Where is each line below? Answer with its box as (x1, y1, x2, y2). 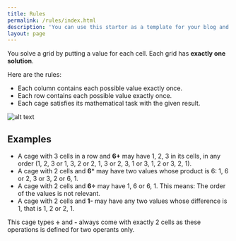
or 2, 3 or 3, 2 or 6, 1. (17, 174, 79, 183)
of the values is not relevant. (17, 190, 101, 198)
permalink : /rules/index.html (7, 17, 97, 24)
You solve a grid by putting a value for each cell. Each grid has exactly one (7, 49, 226, 58)
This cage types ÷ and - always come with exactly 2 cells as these (7, 218, 201, 226)
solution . (7, 57, 34, 66)
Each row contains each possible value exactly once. (17, 92, 172, 100)
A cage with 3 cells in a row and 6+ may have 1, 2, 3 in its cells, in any (17, 152, 221, 161)
